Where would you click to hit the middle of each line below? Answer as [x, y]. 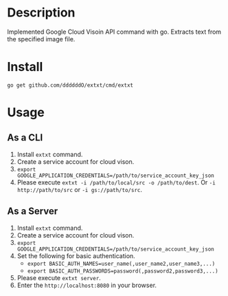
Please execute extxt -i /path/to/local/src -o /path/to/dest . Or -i [116, 182]
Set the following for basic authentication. [76, 255]
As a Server [33, 211]
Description [41, 13]
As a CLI [25, 138]
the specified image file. [41, 39]
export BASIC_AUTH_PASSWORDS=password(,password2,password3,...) [123, 271]
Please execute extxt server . [59, 277]
